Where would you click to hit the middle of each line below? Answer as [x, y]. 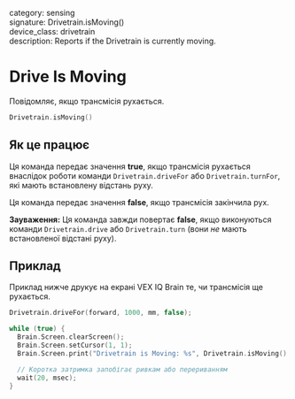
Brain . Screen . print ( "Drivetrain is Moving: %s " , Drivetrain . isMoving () [152, 353]
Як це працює [50, 145]
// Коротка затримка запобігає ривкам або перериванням [122, 369]
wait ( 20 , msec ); [47, 378]
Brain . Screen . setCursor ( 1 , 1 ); [75, 345]
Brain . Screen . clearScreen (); [71, 337]
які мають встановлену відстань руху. [81, 185]
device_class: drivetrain [52, 31]
